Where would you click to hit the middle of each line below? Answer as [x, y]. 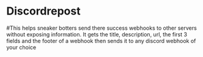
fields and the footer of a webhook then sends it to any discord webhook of [101, 41]
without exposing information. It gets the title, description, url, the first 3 [97, 34]
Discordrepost [43, 11]
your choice [21, 47]
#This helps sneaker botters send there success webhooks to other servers [102, 28]
